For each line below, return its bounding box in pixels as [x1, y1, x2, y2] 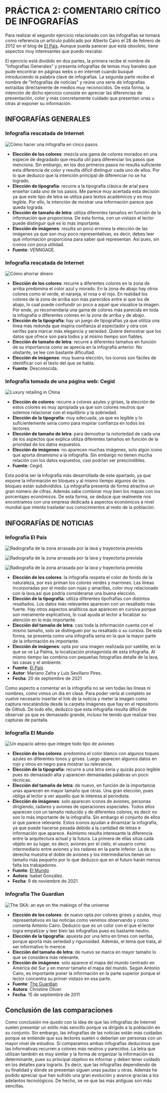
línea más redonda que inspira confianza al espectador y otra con [12, 323, 148, 329]
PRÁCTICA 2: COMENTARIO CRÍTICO [5, 5, 161, 17]
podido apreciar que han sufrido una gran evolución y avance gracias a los [5, 1072, 159, 1078]
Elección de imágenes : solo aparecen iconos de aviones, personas [12, 798, 151, 804]
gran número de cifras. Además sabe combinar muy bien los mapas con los [5, 488, 161, 494]
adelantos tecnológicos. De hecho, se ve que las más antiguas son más [5, 1077, 152, 1083]
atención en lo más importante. [12, 617, 76, 623]
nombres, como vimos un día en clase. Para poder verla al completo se [5, 690, 151, 696]
